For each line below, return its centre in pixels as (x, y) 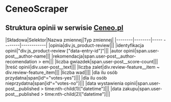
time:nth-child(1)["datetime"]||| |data (83, 89)
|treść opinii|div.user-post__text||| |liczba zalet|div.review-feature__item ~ (82, 67)
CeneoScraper (37, 9)
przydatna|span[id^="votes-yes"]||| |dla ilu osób (56, 78)
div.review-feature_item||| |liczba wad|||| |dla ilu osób (62, 72)
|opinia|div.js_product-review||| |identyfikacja (96, 45)
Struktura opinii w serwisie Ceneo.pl (64, 28)
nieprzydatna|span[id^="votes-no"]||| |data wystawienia (65, 83)
